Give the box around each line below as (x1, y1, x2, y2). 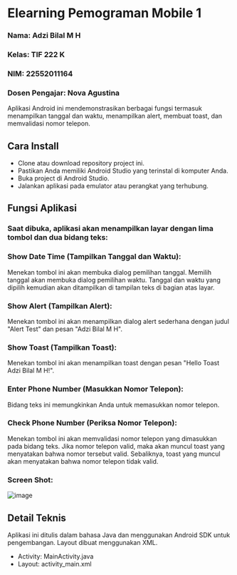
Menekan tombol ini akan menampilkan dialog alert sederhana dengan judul (7, 317, 230, 325)
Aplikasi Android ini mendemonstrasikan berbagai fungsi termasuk (7, 104, 203, 113)
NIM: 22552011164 (7, 68, 73, 78)
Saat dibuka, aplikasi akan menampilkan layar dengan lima (7, 223, 214, 233)
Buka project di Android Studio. (17, 174, 110, 183)
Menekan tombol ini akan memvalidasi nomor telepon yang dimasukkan (7, 434, 217, 443)
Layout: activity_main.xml (17, 559, 92, 568)
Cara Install (7, 140, 59, 152)
